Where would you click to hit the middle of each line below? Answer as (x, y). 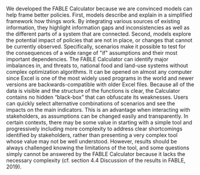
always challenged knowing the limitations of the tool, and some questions (98, 148)
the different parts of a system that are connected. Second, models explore (99, 34)
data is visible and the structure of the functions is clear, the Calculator (93, 91)
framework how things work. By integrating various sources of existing (93, 21)
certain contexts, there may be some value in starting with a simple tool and (99, 122)
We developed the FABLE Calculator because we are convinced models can (99, 9)
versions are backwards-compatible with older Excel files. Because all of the (100, 85)
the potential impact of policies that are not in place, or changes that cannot (99, 40)
